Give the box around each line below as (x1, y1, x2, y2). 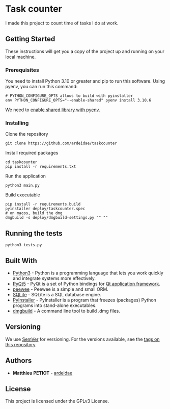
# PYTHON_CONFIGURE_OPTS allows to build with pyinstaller (5, 93, 133, 98)
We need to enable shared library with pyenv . (5, 107, 100, 113)
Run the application (5, 173, 46, 179)
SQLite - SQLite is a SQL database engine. (12, 291, 102, 297)
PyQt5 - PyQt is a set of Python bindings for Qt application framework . (12, 280, 160, 287)
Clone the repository (5, 131, 48, 137)
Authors (5, 356, 32, 365)
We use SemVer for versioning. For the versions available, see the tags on (5, 336, 160, 342)
